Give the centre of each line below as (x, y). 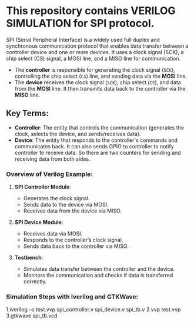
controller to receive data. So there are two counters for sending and (98, 152)
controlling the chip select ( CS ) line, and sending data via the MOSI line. (101, 76)
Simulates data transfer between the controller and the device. (99, 269)
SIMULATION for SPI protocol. (80, 23)
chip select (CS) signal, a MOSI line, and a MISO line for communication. (93, 58)
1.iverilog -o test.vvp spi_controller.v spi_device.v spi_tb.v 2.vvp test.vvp (93, 310)
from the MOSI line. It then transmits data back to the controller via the (100, 88)
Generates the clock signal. (56, 198)
